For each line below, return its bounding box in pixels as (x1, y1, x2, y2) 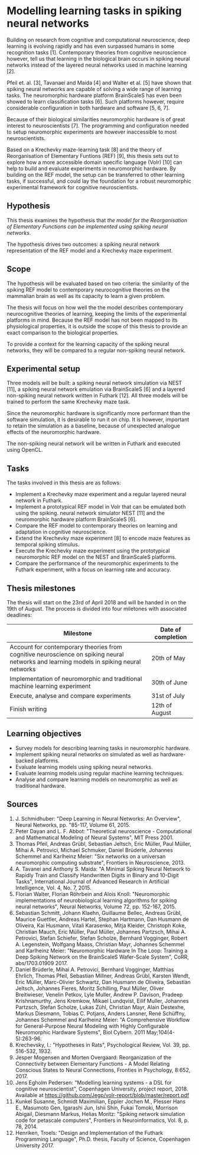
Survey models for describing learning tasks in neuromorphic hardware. (15, 744, 191, 752)
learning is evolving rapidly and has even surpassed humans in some (6, 43, 175, 50)
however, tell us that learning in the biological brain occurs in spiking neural (6, 55, 190, 62)
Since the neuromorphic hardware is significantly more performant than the (6, 410, 191, 417)
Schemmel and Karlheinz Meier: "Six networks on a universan (15, 853, 166, 860)
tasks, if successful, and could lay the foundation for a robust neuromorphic (6, 177, 191, 185)
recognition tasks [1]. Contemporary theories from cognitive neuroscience (6, 48, 187, 56)
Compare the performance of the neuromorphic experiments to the (15, 560, 179, 567)
